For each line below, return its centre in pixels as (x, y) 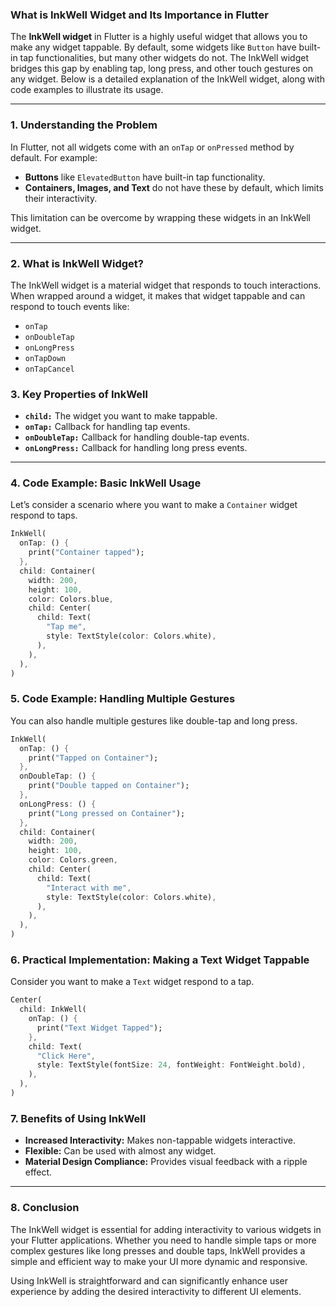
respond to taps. (44, 515)
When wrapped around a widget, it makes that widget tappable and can (158, 295)
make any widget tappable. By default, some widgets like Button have (153, 47)
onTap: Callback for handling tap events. (107, 427)
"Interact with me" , (89, 888)
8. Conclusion (45, 1208)
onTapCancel (49, 369)
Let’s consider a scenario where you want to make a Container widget (154, 505)
